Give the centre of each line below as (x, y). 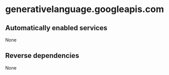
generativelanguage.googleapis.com (84, 9)
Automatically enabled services (56, 28)
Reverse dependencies (42, 56)
